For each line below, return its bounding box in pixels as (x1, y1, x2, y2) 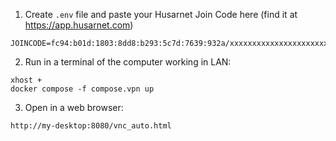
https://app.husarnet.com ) (24, 19, 134, 31)
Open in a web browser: (24, 102, 124, 113)
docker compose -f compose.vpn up (10, 84, 155, 94)
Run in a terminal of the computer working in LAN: (24, 56, 232, 68)
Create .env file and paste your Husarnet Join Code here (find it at (24, 9, 298, 20)
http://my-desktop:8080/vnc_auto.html (10, 121, 172, 131)
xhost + (10, 75, 43, 85)
